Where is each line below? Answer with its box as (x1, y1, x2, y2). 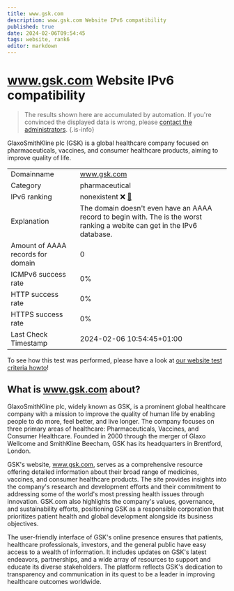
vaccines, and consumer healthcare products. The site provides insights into (7, 475, 227, 483)
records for (10, 249, 47, 259)
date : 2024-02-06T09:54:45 (7, 29, 86, 37)
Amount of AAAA (10, 240, 67, 250)
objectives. (7, 519, 39, 528)
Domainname (10, 169, 54, 178)
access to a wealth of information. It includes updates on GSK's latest (7, 548, 207, 556)
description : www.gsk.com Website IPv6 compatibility (7, 17, 167, 24)
